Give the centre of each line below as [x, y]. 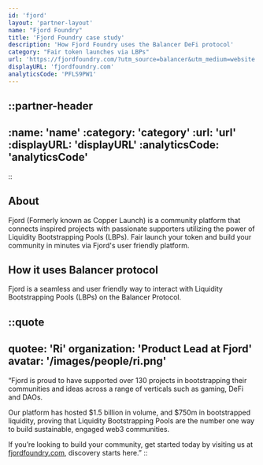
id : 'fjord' [28, 15]
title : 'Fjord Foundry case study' [67, 37]
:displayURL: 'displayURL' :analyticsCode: [114, 145]
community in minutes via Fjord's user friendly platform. [99, 245]
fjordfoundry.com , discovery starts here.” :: [78, 452]
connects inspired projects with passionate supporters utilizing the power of [132, 229]
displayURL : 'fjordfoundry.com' [61, 67]
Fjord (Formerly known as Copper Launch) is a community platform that [124, 220]
